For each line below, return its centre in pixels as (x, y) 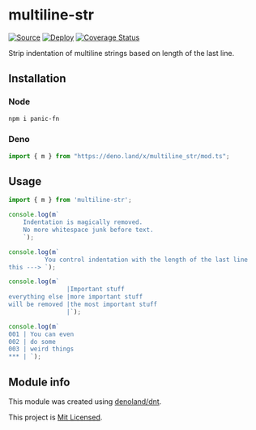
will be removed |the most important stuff (83, 305)
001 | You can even (41, 334)
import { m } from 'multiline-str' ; (70, 200)
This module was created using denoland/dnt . (85, 402)
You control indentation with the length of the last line (146, 260)
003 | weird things (41, 349)
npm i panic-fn (34, 118)
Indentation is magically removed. (83, 222)
